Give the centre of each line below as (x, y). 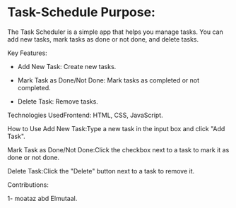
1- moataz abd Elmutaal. (42, 198)
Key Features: (27, 53)
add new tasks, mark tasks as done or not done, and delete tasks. (103, 39)
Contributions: (28, 185)
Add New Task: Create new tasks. (67, 66)
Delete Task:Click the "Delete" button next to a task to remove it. (101, 171)
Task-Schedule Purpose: (81, 12)
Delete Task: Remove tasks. (58, 101)
